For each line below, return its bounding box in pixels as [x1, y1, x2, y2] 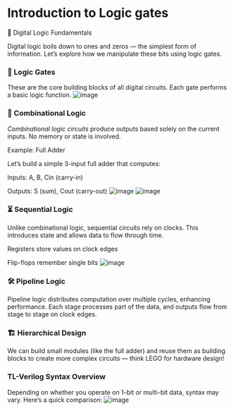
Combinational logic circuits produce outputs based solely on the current [7, 124, 220, 133]
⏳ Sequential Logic [7, 205, 73, 215]
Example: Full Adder [7, 145, 66, 154]
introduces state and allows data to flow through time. [7, 231, 164, 239]
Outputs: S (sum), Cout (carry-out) [7, 186, 108, 195]
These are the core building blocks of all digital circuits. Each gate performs [7, 83, 227, 92]
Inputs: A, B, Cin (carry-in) [7, 173, 83, 181]
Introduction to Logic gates [7, 5, 169, 21]
